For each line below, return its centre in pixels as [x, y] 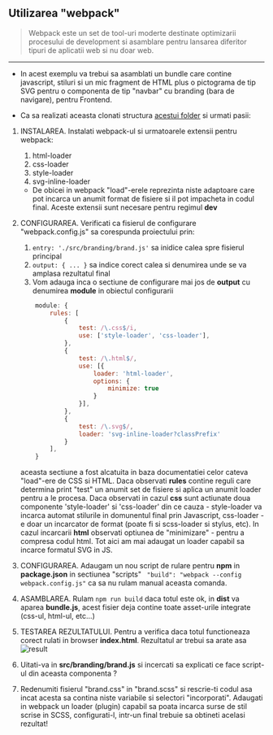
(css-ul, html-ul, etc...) [58, 616]
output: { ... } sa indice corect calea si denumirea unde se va [139, 264]
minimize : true [133, 389]
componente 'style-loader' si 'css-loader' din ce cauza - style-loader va [141, 507]
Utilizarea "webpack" [64, 13]
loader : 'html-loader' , [133, 373]
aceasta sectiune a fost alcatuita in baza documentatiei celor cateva [134, 472]
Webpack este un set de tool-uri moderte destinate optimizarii [132, 33]
